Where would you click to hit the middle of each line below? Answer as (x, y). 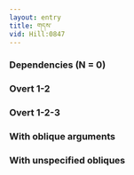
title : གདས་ (30, 26)
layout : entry (35, 17)
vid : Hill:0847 (37, 34)
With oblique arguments (63, 137)
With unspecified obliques (67, 160)
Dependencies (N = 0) (58, 65)
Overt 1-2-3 (35, 113)
